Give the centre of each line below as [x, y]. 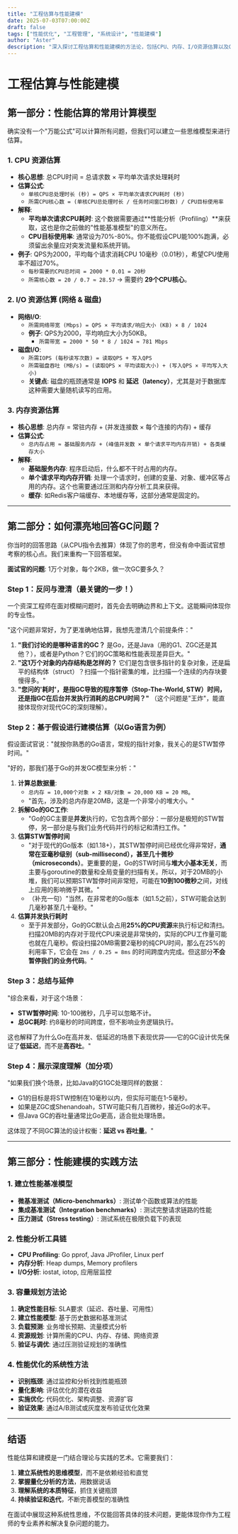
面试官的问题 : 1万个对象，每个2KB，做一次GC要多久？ [86, 568]
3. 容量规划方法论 [37, 1292]
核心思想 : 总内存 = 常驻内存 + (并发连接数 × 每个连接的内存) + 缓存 [114, 426]
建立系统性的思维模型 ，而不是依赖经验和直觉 [83, 1473]
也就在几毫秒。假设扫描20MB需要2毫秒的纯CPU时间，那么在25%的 [126, 943]
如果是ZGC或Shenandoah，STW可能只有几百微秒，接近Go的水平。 [116, 1106]
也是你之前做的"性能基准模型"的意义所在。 [109, 227]
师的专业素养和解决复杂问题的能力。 [60, 1523]
